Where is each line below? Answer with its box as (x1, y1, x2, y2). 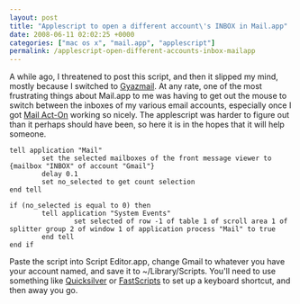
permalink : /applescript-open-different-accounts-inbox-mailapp (9, 47, 256, 56)
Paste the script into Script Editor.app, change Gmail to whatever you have (9, 256, 286, 267)
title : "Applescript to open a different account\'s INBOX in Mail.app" (9, 22, 288, 31)
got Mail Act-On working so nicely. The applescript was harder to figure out (9, 110, 290, 121)
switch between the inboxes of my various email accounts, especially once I (9, 100, 292, 111)
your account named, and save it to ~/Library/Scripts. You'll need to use (9, 266, 277, 277)
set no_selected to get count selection (41, 177, 195, 187)
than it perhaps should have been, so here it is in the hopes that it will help (9, 119, 286, 130)
